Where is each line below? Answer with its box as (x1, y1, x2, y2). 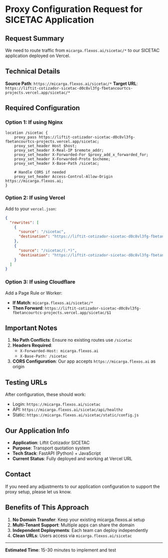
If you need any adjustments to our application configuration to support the (5, 483, 160, 489)
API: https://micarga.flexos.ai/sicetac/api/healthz (12, 407, 123, 413)
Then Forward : (12, 305, 44, 311)
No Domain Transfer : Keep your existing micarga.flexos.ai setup (12, 516, 145, 522)
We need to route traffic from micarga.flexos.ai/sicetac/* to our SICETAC (5, 48, 160, 53)
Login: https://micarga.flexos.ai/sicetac (12, 401, 101, 407)
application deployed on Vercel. (5, 53, 70, 59)
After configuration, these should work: (5, 392, 86, 398)
